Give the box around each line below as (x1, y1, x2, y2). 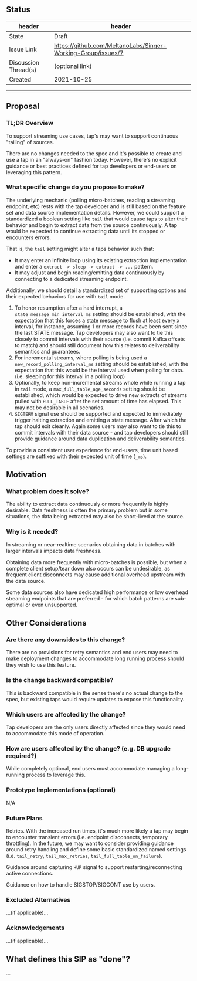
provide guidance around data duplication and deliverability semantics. (14, 435, 186, 442)
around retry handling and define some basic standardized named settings (6, 846, 186, 853)
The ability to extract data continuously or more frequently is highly (6, 501, 169, 508)
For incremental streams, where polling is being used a (14, 354, 148, 361)
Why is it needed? (6, 528, 59, 536)
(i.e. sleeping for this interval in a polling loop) (14, 372, 125, 380)
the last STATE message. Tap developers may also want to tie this (14, 329, 174, 336)
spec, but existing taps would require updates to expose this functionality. (6, 695, 185, 702)
